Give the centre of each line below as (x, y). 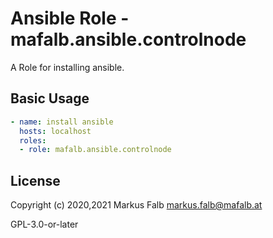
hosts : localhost (55, 131)
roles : (33, 140)
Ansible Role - (70, 18)
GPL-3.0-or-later (44, 224)
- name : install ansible (62, 122)
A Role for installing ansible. (67, 67)
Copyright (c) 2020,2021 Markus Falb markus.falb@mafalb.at (136, 205)
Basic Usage (50, 98)
